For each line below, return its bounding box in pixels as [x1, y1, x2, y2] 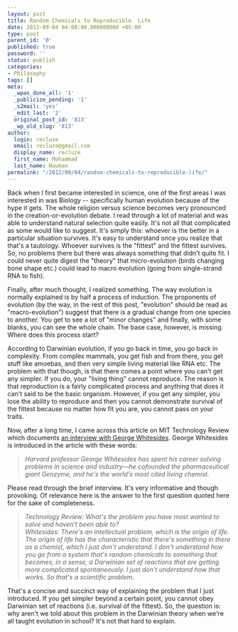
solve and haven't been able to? [24, 520, 119, 528]
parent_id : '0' [7, 37, 53, 44]
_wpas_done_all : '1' [13, 89, 75, 97]
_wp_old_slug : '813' [13, 122, 75, 130]
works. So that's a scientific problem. [24, 572, 135, 581]
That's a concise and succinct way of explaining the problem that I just [7, 587, 215, 595]
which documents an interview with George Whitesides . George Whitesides [7, 433, 229, 442]
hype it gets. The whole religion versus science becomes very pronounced [7, 203, 226, 212]
